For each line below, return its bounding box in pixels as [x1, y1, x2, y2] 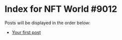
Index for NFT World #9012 [4, 3, 118, 15]
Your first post [11, 29, 41, 35]
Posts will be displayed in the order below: [4, 20, 91, 26]
